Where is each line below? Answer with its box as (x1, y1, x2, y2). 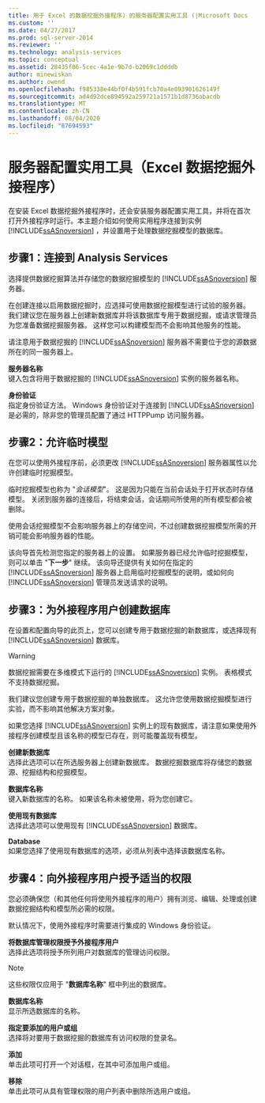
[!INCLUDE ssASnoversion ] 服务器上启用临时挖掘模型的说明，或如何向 (8, 567, 234, 578)
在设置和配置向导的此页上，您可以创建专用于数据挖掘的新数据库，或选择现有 (8, 626, 257, 635)
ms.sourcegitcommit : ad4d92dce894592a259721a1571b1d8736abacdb (8, 93, 221, 100)
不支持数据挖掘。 (8, 677, 64, 687)
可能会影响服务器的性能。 (14, 531, 99, 540)
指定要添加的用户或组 (8, 1022, 77, 1033)
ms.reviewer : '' (8, 41, 62, 49)
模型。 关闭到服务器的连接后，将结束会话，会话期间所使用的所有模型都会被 (8, 495, 252, 504)
